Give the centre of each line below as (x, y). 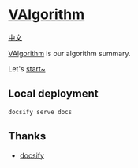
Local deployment (53, 94)
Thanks (27, 136)
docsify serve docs (40, 112)
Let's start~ (27, 68)
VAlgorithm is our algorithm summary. (70, 53)
